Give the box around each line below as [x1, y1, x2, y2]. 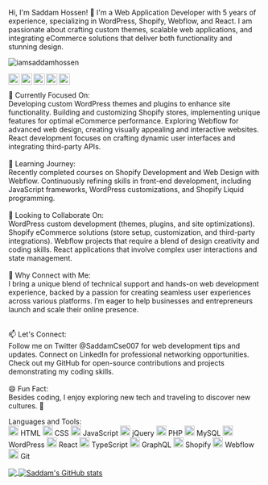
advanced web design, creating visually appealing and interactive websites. [8, 125, 259, 134]
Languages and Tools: [8, 416, 82, 426]
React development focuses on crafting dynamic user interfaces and [8, 133, 236, 143]
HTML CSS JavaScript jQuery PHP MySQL [19, 429, 221, 437]
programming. [8, 194, 56, 203]
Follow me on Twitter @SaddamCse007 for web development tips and [8, 341, 241, 350]
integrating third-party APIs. [8, 142, 101, 151]
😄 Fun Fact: [8, 384, 49, 393]
